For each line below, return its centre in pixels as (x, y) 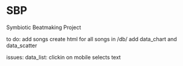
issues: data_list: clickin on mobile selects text (63, 57)
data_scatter (22, 45)
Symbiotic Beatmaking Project (44, 27)
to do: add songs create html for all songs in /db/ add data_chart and (91, 39)
